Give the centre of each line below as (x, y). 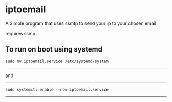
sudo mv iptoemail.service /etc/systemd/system (57, 61)
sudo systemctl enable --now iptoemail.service (57, 90)
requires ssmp (20, 33)
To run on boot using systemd (54, 49)
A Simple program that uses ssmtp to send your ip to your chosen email (81, 23)
